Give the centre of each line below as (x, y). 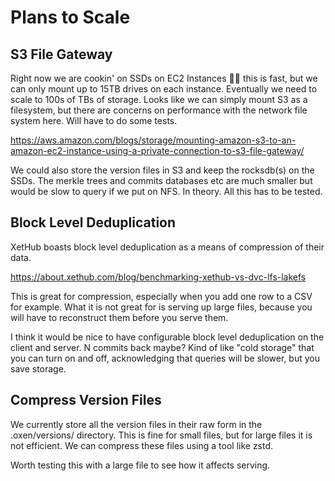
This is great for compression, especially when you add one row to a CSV (161, 296)
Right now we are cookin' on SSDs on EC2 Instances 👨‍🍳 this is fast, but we (164, 78)
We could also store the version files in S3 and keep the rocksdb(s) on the (162, 170)
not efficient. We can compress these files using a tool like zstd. (142, 445)
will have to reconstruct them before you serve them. (119, 317)
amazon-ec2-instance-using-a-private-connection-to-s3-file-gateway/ (157, 150)
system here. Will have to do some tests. (94, 120)
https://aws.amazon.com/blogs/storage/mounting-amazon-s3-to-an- (153, 140)
